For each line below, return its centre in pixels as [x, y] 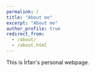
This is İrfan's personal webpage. [48, 62]
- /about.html [29, 46]
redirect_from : [25, 34]
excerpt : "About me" [32, 23]
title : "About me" [29, 17]
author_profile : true [34, 28]
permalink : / [23, 12]
